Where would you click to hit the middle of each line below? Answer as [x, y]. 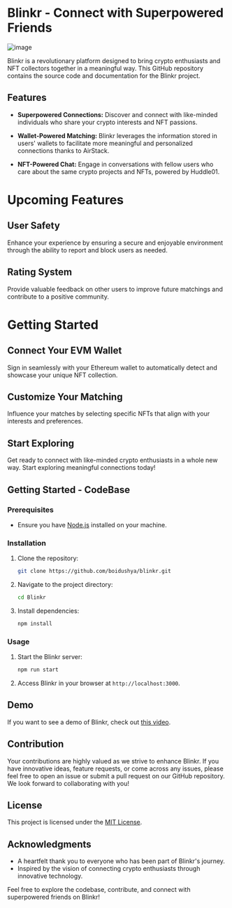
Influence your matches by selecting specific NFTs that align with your [109, 414]
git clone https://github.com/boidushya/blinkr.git [94, 571]
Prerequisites [30, 510]
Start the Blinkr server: [50, 657]
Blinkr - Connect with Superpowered [115, 13]
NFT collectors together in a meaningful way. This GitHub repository [106, 68]
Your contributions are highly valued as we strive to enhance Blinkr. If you [113, 761]
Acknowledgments [50, 844]
